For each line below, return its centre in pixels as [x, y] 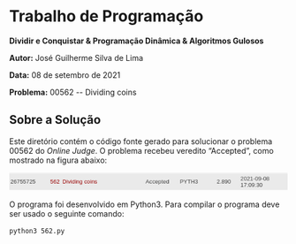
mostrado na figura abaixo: [58, 160]
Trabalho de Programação [106, 16]
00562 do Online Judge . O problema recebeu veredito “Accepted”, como [141, 150]
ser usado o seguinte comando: [67, 214]
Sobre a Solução [55, 120]
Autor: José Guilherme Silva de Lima [76, 57]
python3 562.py [37, 232]
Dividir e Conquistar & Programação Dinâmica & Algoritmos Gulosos [137, 41]
